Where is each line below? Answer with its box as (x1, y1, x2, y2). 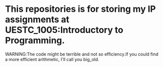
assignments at (5, 14, 70, 25)
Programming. (5, 35, 65, 46)
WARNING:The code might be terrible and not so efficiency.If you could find (5, 51, 159, 57)
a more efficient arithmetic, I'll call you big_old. (5, 56, 100, 62)
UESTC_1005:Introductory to (5, 25, 124, 35)
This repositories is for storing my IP (5, 3, 156, 15)
